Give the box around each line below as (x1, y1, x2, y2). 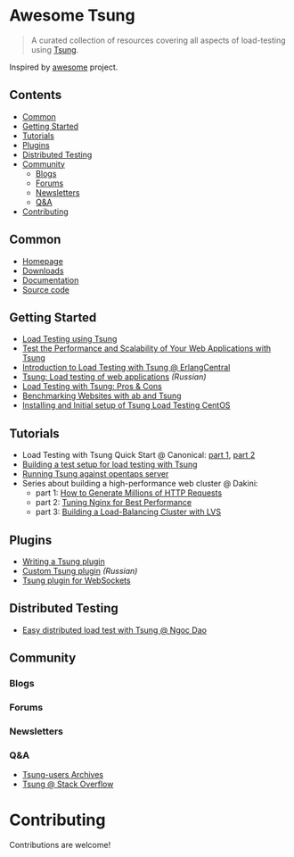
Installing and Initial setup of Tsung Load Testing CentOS (21, 400, 231, 411)
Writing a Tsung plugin (21, 556, 105, 567)
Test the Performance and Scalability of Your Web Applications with (21, 343, 272, 354)
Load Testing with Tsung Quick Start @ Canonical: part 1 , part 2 (21, 450, 256, 461)
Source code (21, 284, 69, 295)
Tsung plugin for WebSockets (21, 575, 131, 586)
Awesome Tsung (9, 5, 135, 26)
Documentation (21, 274, 79, 286)
